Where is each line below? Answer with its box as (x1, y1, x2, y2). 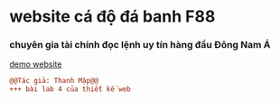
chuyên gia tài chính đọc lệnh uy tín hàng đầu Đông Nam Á (9, 39, 271, 51)
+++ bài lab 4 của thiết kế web (9, 85, 131, 94)
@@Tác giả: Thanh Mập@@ (9, 77, 99, 86)
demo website (9, 59, 62, 69)
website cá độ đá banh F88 (9, 6, 216, 27)
